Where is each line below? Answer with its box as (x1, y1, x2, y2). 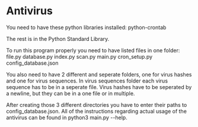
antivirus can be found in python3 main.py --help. (6, 114, 127, 121)
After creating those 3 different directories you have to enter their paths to (6, 101, 187, 108)
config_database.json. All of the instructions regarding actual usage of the (6, 107, 187, 115)
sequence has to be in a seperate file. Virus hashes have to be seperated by (6, 83, 192, 90)
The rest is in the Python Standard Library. (6, 35, 110, 42)
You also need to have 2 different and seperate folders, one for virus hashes (6, 71, 192, 78)
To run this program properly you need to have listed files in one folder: (6, 46, 180, 54)
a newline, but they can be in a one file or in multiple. (6, 90, 135, 97)
